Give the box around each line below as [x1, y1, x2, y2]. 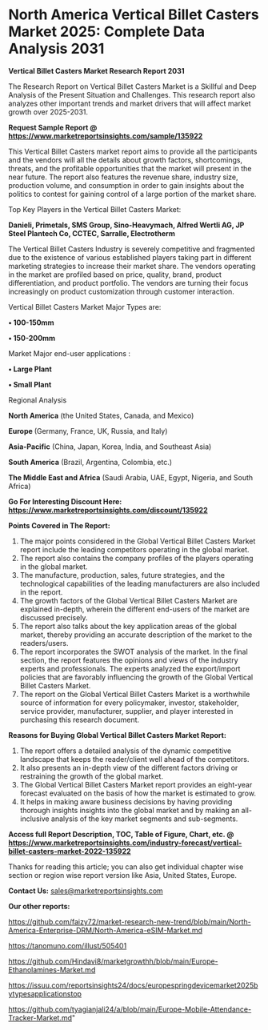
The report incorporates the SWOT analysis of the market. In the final [19, 647, 248, 656]
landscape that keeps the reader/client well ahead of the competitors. [19, 754, 250, 763]
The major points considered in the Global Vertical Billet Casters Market [19, 536, 256, 546]
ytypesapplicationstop [8, 988, 82, 998]
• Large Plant [8, 364, 52, 374]
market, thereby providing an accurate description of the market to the [19, 630, 253, 639]
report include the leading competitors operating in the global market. [19, 544, 250, 554]
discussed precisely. [19, 612, 88, 622]
